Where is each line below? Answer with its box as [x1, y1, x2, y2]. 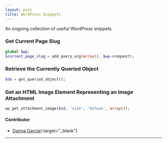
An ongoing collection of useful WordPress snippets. [5, 25, 113, 31]
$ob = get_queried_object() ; [5, 76, 66, 82]
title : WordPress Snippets [5, 12, 61, 17]
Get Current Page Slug [5, 38, 61, 45]
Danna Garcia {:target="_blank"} [12, 128, 78, 134]
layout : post [5, 7, 32, 12]
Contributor [5, 117, 30, 123]
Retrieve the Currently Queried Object [5, 66, 98, 72]
